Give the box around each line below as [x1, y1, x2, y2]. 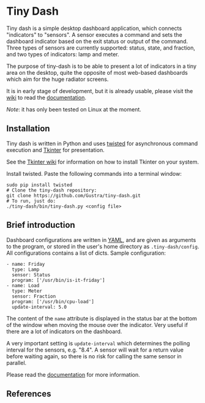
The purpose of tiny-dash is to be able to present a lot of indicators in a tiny [6, 62, 197, 70]
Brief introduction [6, 220, 75, 230]
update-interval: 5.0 [12, 304, 67, 310]
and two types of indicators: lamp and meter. [6, 50, 119, 58]
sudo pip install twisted [6, 182, 72, 188]
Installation [6, 124, 50, 134]
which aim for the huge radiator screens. [6, 75, 109, 83]
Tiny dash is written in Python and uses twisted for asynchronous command [6, 140, 198, 147]
